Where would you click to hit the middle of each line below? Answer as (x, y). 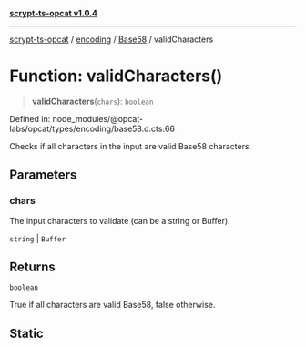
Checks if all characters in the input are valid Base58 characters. (131, 146)
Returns (33, 267)
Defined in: (30, 118)
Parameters (43, 175)
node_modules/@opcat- (98, 118)
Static (26, 333)
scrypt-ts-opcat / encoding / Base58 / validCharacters (112, 39)
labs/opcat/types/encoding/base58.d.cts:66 (92, 128)
